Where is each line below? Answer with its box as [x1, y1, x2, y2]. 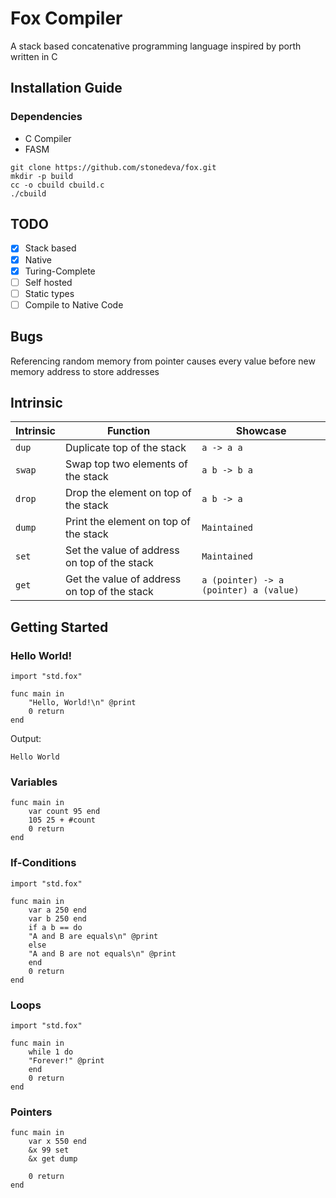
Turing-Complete [24, 265, 96, 277]
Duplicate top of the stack [64, 441, 187, 455]
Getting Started [10, 618, 109, 636]
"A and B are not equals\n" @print [28, 948, 177, 959]
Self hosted [24, 276, 73, 288]
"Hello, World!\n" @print [28, 698, 137, 708]
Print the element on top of [64, 515, 191, 529]
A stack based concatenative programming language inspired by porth [10, 40, 302, 52]
